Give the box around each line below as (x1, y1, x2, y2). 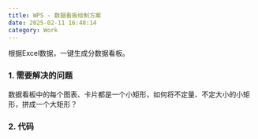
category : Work (8, 26, 58, 34)
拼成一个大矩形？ (21, 99, 77, 108)
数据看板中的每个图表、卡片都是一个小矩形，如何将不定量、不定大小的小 (8, 90, 243, 99)
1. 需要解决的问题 (8, 70, 73, 81)
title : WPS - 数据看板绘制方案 (8, 11, 102, 20)
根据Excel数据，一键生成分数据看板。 (8, 49, 130, 58)
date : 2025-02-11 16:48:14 (8, 19, 97, 27)
